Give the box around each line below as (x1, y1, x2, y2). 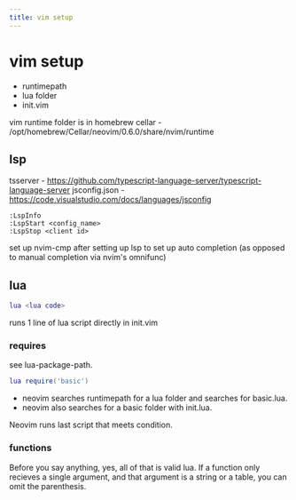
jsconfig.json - (72, 185, 125, 195)
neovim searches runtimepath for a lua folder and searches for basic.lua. (21, 393, 288, 404)
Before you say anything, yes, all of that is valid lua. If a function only (9, 462, 261, 472)
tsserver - (9, 175, 46, 187)
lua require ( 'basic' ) (9, 377, 90, 386)
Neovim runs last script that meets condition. (9, 419, 173, 431)
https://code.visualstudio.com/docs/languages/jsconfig (9, 194, 212, 205)
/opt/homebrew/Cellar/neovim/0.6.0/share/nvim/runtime (9, 126, 214, 137)
